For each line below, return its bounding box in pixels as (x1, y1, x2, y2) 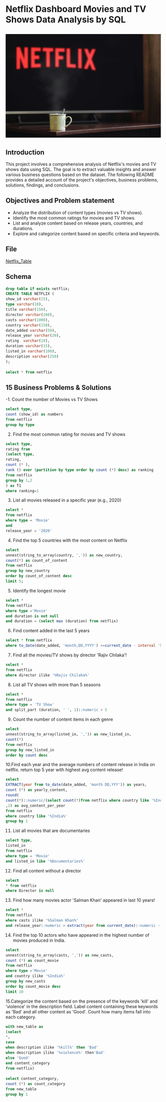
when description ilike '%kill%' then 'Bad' (5, 1045, 99, 1050)
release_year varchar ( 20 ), (5, 333, 61, 338)
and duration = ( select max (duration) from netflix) (5, 619, 119, 624)
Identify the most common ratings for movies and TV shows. (12, 215, 136, 221)
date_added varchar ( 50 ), (5, 328, 57, 333)
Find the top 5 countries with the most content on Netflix (12, 537, 128, 543)
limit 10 (5, 989, 24, 994)
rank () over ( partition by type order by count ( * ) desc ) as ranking (5, 467, 154, 473)
